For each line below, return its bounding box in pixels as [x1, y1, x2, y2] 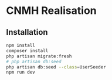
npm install [6, 42, 35, 48]
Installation [6, 27, 48, 37]
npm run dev [6, 70, 35, 75]
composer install [6, 48, 49, 53]
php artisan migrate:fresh [6, 53, 72, 59]
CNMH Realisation [6, 4, 97, 17]
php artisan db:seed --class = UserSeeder [6, 64, 107, 70]
